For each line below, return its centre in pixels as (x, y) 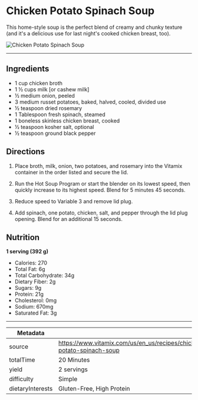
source (19, 347)
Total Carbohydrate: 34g (44, 276)
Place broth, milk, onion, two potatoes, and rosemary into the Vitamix (98, 166)
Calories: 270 (31, 263)
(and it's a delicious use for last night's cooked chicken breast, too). (88, 33)
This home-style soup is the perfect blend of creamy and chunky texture (94, 27)
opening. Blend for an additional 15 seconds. (68, 219)
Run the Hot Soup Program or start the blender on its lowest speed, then (102, 183)
